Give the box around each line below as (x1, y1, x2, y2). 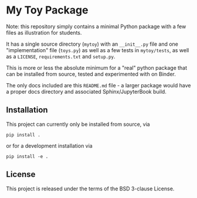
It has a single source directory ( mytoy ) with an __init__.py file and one (6, 40, 179, 47)
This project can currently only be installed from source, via (6, 121, 151, 128)
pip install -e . (6, 153, 49, 159)
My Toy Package (6, 4, 89, 17)
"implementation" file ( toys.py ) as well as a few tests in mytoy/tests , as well (6, 46, 189, 53)
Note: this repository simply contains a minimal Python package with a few (6, 23, 186, 30)
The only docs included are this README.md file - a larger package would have (6, 81, 191, 88)
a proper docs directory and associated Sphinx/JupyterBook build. (6, 88, 167, 95)
